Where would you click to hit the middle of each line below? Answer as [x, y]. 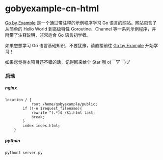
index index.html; [41, 126]
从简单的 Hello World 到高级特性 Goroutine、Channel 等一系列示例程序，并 [81, 29]
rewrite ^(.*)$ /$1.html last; [63, 113]
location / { [18, 100]
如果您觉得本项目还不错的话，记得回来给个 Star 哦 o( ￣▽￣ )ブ [68, 62]
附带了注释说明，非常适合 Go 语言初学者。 [48, 35]
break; [38, 117]
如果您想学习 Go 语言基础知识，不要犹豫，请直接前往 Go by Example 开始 [79, 45]
